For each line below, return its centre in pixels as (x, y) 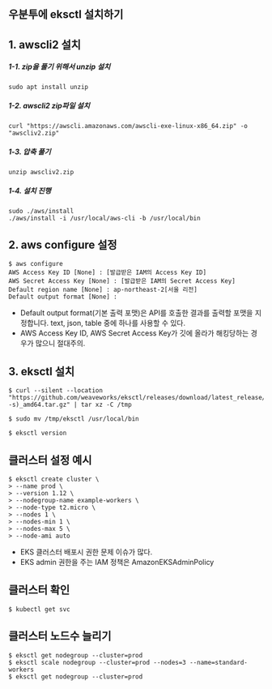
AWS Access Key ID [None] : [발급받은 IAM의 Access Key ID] (108, 273)
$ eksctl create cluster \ (54, 479)
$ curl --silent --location (56, 391)
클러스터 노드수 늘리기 (60, 636)
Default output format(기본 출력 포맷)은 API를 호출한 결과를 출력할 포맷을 (136, 313)
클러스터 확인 (39, 590)
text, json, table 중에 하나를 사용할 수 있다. (118, 323)
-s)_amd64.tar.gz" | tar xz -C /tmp (70, 405)
